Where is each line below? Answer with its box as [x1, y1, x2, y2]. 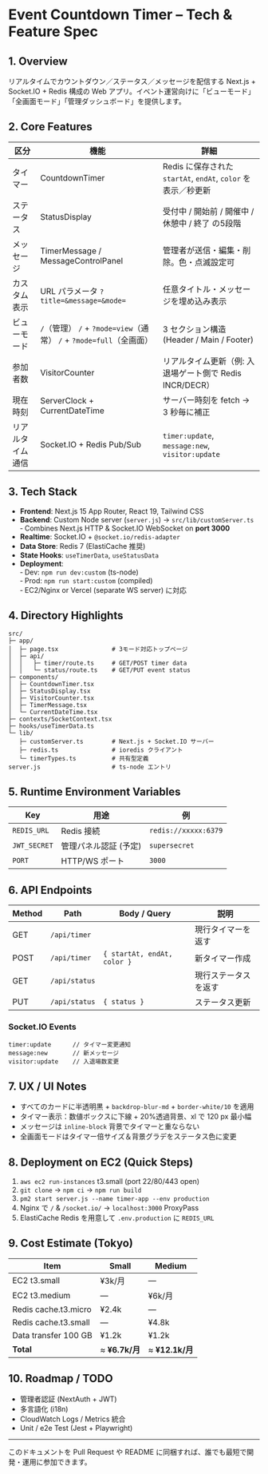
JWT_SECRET [12, 841, 53, 850]
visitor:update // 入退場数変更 [8, 1058, 120, 1066]
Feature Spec [8, 22, 98, 41]
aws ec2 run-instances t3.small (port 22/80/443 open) [19, 1176, 200, 1186]
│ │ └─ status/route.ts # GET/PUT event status [8, 666, 191, 674]
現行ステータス [195, 970, 251, 981]
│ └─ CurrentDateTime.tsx [8, 709, 98, 717]
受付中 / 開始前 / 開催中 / [162, 205, 254, 217]
